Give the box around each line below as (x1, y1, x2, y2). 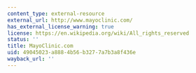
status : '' (7, 36, 39, 43)
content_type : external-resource (7, 10, 105, 17)
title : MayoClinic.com (7, 42, 73, 49)
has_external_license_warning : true (7, 23, 114, 30)
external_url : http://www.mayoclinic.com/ (7, 17, 133, 24)
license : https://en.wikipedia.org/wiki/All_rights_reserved (7, 29, 190, 37)
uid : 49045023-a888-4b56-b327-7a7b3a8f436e (7, 49, 136, 56)
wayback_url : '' (7, 56, 55, 63)
